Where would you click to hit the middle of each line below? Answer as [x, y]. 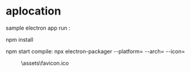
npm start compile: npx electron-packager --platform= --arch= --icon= [95, 51]
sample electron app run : [38, 28]
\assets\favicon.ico [45, 63]
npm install [20, 39]
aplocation [34, 11]
